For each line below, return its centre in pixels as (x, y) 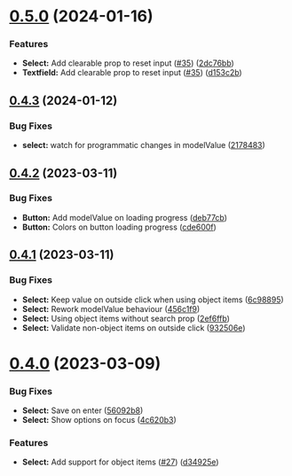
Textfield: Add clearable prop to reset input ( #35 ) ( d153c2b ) (132, 73)
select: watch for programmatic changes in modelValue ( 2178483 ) (144, 145)
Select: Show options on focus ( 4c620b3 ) (99, 420)
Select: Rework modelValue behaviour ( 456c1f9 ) (111, 308)
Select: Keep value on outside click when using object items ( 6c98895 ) (153, 300)
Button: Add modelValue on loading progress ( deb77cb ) (125, 217)
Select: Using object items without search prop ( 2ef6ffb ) (126, 318)
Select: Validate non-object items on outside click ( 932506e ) (134, 328)
